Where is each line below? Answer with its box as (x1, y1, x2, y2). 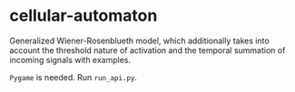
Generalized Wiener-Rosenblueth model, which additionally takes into (9, 35, 270, 46)
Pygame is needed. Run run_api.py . (9, 71, 138, 82)
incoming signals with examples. (9, 54, 132, 65)
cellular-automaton (9, 5, 158, 26)
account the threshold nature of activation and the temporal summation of (9, 44, 286, 55)
